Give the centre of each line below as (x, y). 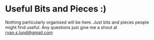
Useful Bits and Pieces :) (56, 9)
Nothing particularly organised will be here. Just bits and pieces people (77, 22)
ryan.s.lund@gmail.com (29, 32)
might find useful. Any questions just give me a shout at (61, 27)
